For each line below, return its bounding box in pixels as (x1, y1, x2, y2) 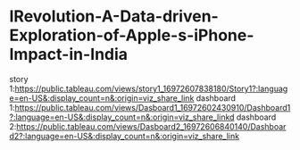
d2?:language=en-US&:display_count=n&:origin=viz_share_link (9, 130, 239, 141)
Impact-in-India (9, 45, 128, 64)
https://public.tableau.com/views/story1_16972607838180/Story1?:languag (14, 83, 288, 94)
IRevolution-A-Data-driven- (9, 6, 219, 27)
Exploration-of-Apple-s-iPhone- (9, 25, 254, 46)
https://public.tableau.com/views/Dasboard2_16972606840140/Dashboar (16, 121, 287, 131)
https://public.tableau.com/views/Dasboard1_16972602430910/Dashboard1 (14, 102, 291, 112)
